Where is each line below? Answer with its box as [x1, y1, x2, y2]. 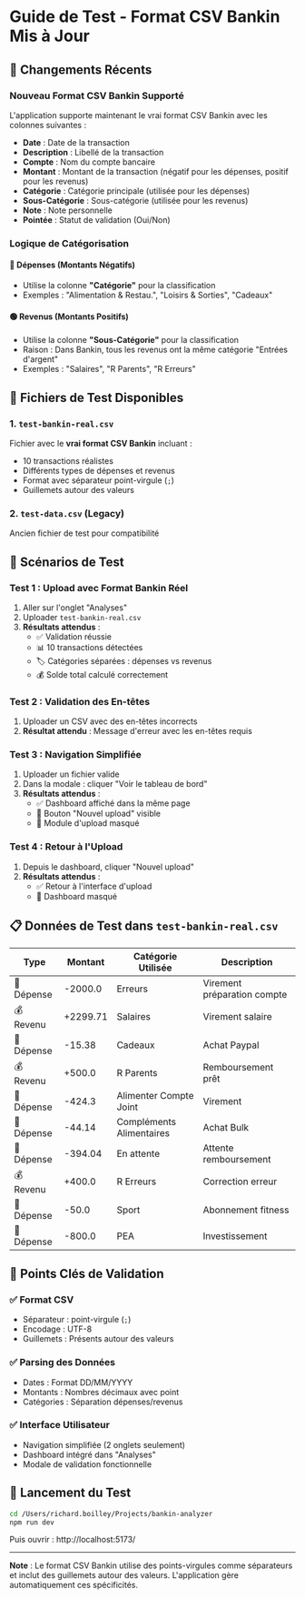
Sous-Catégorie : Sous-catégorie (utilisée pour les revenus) [22, 195, 249, 206]
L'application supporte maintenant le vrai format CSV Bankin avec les [9, 109, 268, 120]
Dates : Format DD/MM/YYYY [22, 1376, 133, 1388]
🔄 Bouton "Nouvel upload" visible [35, 808, 162, 820]
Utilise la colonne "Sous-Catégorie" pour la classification [22, 335, 239, 346]
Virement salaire [202, 1011, 272, 1023]
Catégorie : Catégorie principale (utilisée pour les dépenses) [22, 185, 251, 196]
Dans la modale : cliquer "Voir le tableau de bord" [22, 779, 208, 789]
